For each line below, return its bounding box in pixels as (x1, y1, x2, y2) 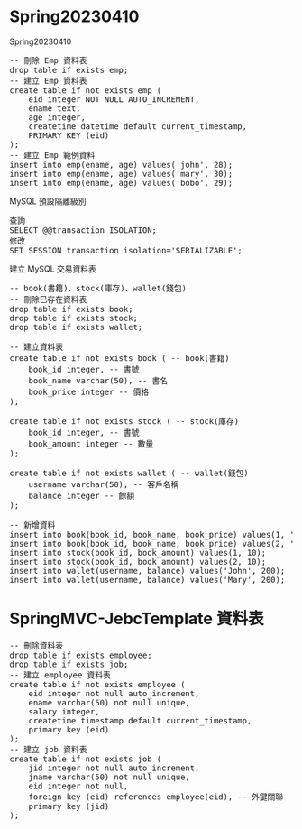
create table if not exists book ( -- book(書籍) (9, 353, 230, 363)
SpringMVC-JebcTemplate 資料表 (9, 609, 264, 629)
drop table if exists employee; (9, 649, 152, 660)
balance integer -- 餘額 (28, 490, 135, 501)
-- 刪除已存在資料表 (9, 294, 87, 304)
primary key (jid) (28, 801, 110, 811)
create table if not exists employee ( (9, 679, 186, 689)
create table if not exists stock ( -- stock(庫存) (9, 416, 240, 426)
